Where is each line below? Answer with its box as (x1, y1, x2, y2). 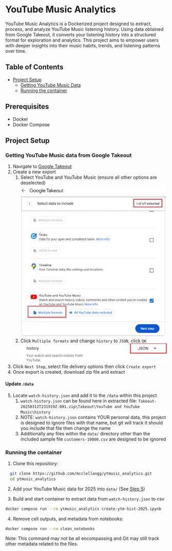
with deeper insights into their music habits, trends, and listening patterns (5, 42, 160, 48)
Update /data (5, 381, 34, 387)
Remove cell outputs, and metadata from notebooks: (12, 516, 124, 522)
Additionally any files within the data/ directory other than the (20, 430, 150, 436)
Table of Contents (5, 63, 64, 71)
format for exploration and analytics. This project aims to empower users (5, 37, 159, 43)
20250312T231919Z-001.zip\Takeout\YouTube (20, 404, 113, 409)
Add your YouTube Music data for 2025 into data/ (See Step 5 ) (12, 486, 145, 492)
